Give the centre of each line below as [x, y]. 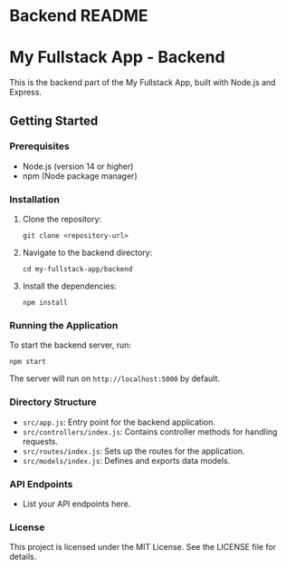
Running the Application [64, 326]
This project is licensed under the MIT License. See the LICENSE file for [143, 547]
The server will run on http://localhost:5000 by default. [114, 378]
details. [23, 557]
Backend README [79, 16]
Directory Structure [53, 402]
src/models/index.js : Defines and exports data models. [126, 460]
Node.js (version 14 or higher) [78, 166]
